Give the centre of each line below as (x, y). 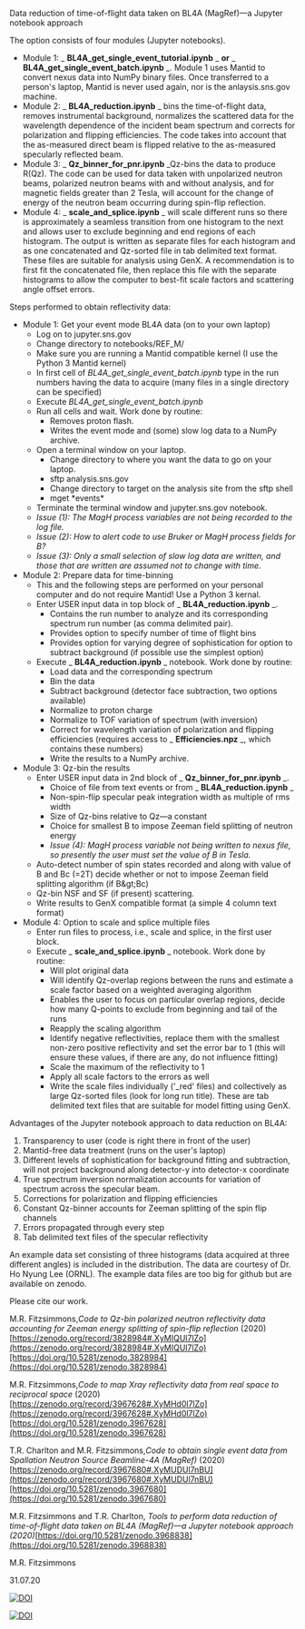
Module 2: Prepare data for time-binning (98, 575)
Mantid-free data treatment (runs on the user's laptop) (124, 1150)
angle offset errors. (59, 289)
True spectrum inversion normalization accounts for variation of (142, 1179)
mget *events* (77, 498)
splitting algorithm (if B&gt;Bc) (93, 883)
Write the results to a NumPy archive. (119, 758)
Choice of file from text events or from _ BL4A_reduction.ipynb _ (172, 787)
